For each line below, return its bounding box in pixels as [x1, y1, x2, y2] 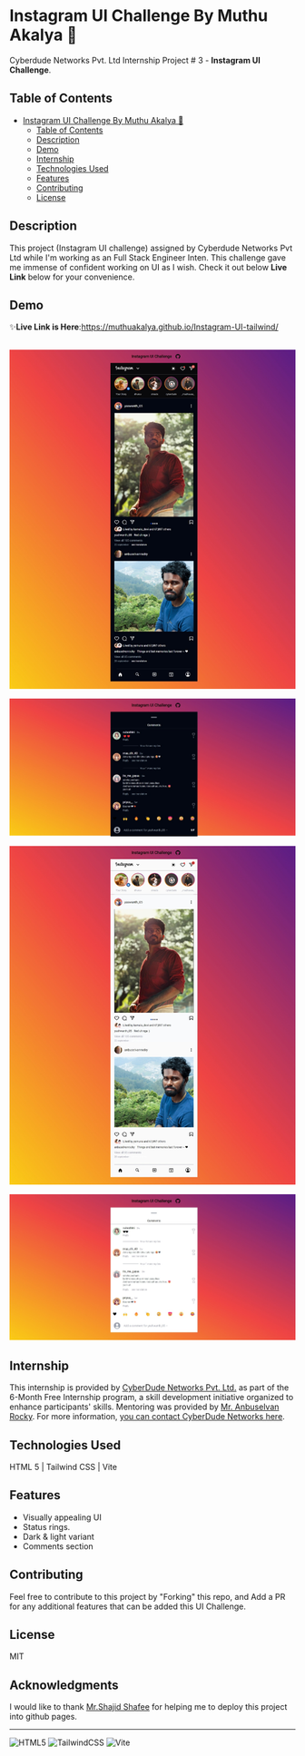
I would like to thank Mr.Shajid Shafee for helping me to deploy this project [9, 1702, 288, 1712]
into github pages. [9, 1712, 77, 1722]
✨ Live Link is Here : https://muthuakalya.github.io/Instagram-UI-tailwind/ [9, 321, 279, 332]
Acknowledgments [9, 1677, 120, 1692]
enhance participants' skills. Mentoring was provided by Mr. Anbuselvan [9, 1401, 280, 1412]
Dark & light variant [22, 1531, 95, 1542]
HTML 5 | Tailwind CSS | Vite [9, 1461, 118, 1472]
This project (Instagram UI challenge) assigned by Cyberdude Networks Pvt [9, 242, 293, 253]
